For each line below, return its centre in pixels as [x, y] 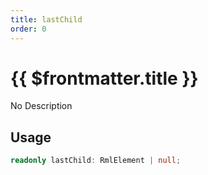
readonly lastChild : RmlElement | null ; [96, 161]
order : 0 [28, 29]
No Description [41, 106]
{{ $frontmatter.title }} [104, 78]
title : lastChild [46, 19]
